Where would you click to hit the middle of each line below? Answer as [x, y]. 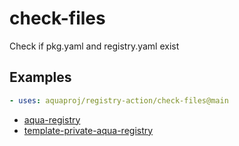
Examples [40, 77]
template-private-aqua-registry [88, 130]
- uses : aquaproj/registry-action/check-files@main [119, 100]
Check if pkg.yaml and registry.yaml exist [94, 46]
